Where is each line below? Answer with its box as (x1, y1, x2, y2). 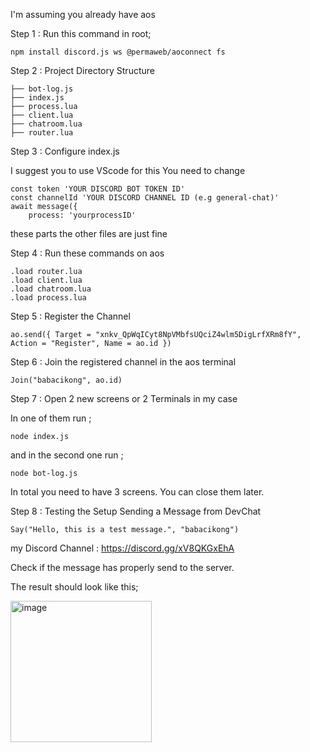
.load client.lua (10, 275, 83, 285)
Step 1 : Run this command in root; (10, 28, 152, 39)
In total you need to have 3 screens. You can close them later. (10, 486, 265, 498)
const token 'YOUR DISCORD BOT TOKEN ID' (10, 184, 186, 194)
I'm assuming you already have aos (10, 9, 156, 20)
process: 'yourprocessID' (28, 210, 137, 220)
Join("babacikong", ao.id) (10, 375, 123, 385)
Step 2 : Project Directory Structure (10, 65, 155, 76)
